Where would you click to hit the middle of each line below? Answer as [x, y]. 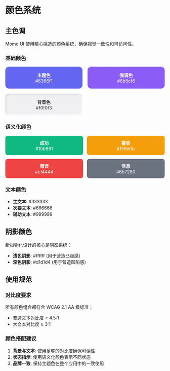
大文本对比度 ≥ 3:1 [32, 324]
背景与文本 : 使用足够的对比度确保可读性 [54, 351]
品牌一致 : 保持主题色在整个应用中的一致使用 [58, 363]
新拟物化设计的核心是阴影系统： [38, 245]
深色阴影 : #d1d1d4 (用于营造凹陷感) [49, 262]
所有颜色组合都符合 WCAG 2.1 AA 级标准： [49, 307]
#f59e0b [126, 149]
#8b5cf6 [126, 81]
